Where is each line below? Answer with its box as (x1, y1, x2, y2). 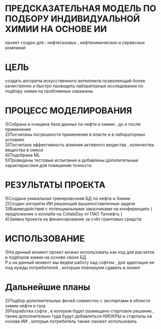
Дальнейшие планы (5, 281, 91, 293)
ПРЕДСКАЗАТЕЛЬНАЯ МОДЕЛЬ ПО (5, 3, 157, 14)
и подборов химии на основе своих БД (5, 254, 86, 260)
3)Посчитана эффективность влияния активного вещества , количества (5, 142, 154, 148)
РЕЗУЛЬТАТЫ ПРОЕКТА (5, 180, 106, 190)
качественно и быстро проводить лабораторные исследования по (5, 83, 144, 89)
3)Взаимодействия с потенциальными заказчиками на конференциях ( (5, 206, 153, 212)
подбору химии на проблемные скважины (5, 88, 93, 94)
